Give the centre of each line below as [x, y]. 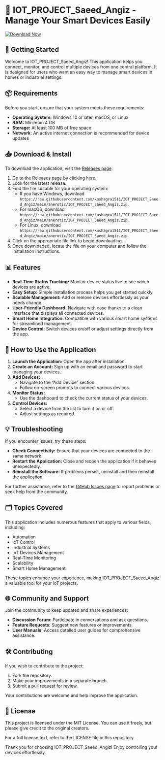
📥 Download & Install [38, 154]
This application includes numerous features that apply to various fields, [78, 522]
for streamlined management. [42, 324]
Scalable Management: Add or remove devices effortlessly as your [80, 297]
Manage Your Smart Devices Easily [78, 20]
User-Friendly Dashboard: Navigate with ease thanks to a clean [77, 308]
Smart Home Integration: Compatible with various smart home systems [85, 318]
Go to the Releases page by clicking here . [54, 178]
